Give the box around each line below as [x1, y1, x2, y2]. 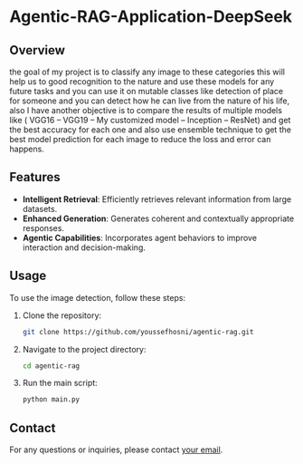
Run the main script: [22, 378, 98, 389]
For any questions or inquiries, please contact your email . [9, 444, 223, 455]
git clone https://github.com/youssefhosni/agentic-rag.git [22, 327, 254, 336]
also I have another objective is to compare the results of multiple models [9, 105, 283, 115]
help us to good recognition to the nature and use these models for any [9, 76, 275, 87]
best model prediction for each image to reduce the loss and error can [9, 134, 271, 144]
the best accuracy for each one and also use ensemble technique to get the [9, 124, 292, 135]
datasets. [22, 203, 58, 214]
